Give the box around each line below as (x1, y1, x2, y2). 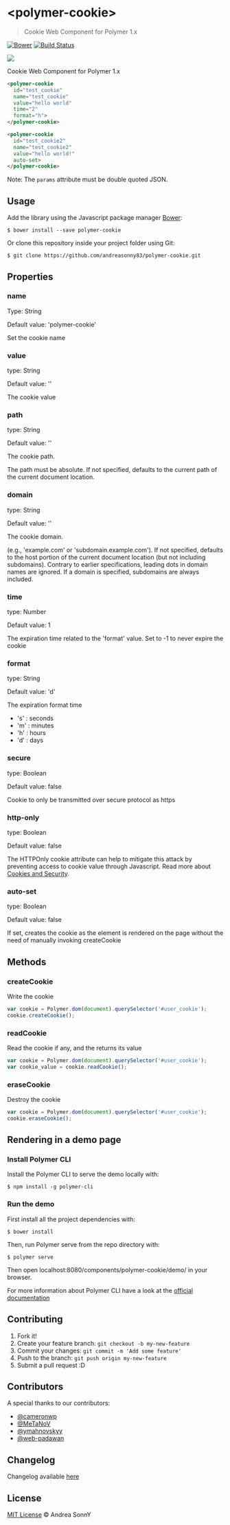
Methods (7, 956, 47, 968)
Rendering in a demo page (7, 1134, 122, 1146)
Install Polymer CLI (7, 1155, 71, 1164)
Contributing (7, 1313, 63, 1325)
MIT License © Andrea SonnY (7, 1510, 91, 1519)
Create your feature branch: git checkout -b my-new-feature (16, 1339, 190, 1347)
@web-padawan (16, 1434, 65, 1443)
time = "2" (13, 106, 38, 113)
